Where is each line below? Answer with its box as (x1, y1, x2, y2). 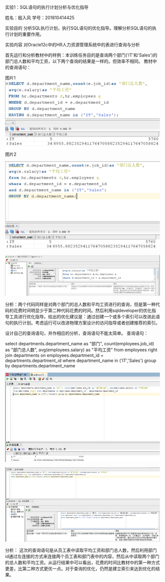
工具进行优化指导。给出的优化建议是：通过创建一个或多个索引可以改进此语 (9, 313, 160, 319)
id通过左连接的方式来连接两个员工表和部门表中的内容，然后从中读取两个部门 (5, 553, 160, 559)
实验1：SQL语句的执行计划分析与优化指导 (5, 4, 89, 10)
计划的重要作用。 (9, 31, 44, 37)
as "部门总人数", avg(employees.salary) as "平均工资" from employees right (5, 347, 158, 353)
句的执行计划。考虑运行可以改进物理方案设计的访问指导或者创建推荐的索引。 (5, 320, 160, 326)
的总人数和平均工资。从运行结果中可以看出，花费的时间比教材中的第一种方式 (5, 559, 160, 565)
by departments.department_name (5, 362, 76, 368)
